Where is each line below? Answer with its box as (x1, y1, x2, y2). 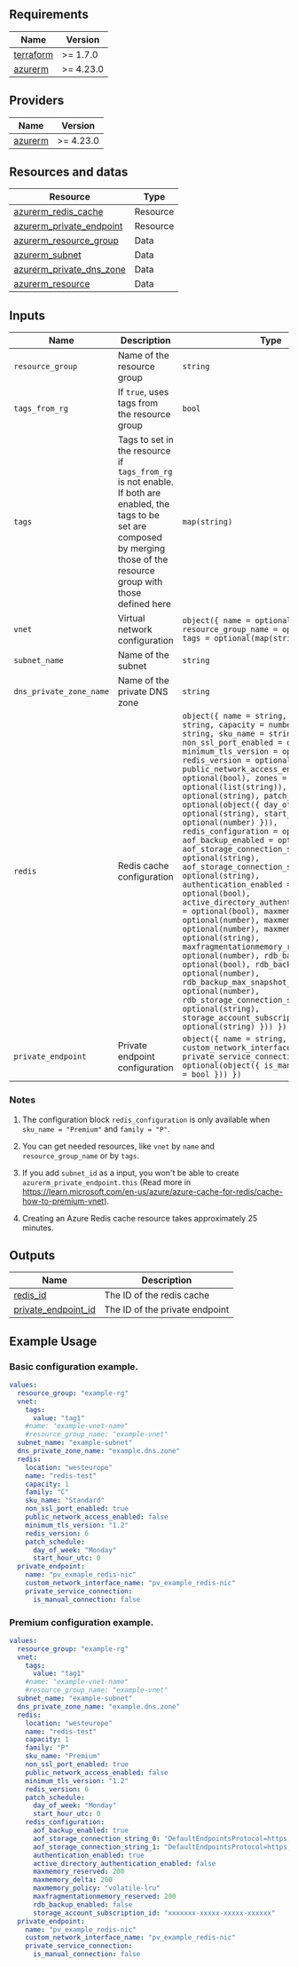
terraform (13, 48, 54, 60)
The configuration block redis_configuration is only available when (21, 1114, 271, 1125)
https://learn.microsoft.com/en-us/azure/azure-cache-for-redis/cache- (21, 1186, 284, 1197)
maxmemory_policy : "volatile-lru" (32, 1884, 161, 1893)
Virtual (117, 612, 145, 625)
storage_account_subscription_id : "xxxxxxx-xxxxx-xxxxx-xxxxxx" (32, 1908, 276, 1917)
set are (117, 520, 147, 533)
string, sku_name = (182, 729, 264, 739)
